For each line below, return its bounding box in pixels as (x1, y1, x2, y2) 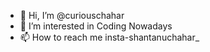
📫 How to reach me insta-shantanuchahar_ (19, 31, 200, 43)
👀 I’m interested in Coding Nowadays (19, 20, 173, 32)
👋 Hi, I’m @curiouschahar (19, 10, 125, 21)
